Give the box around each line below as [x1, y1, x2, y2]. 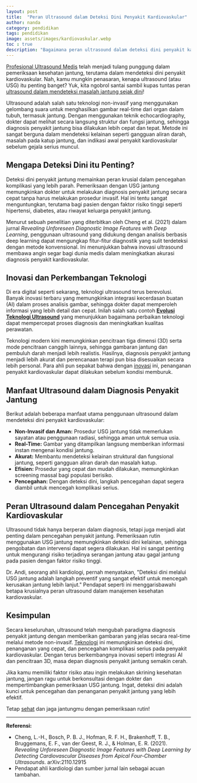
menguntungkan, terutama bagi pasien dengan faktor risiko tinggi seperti [6, 200, 183, 208]
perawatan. [6, 326, 33, 333]
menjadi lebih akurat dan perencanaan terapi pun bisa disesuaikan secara [6, 356, 184, 363]
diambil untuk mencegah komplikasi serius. [14, 484, 119, 491]
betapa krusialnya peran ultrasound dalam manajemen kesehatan [6, 587, 164, 594]
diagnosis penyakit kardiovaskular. [6, 256, 90, 263]
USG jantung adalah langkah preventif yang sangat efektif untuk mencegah [6, 575, 188, 582]
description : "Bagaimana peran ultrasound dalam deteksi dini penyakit [6, 47, 185, 53]
